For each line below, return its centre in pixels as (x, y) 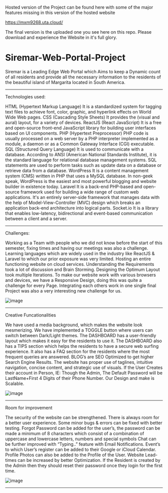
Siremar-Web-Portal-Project (65, 58)
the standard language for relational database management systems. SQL (81, 160)
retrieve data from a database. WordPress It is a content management (77, 170)
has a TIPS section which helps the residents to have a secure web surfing (82, 346)
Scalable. (15, 383)
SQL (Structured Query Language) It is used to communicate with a (74, 149)
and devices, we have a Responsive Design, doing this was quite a (73, 280)
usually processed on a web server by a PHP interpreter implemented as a (82, 138)
